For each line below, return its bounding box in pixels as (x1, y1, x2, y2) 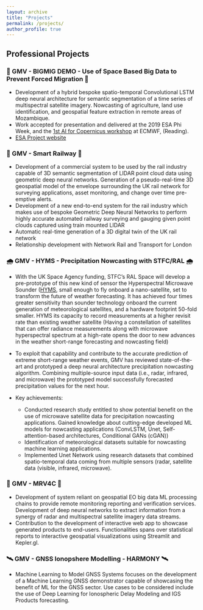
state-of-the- (159, 356, 193, 364)
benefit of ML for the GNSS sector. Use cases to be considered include (15, 584, 194, 591)
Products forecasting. (15, 597, 70, 604)
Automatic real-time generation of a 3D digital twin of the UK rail (15, 228, 177, 235)
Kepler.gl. (15, 538, 40, 546)
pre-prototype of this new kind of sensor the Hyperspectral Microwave (15, 279, 193, 287)
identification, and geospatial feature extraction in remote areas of (15, 108, 182, 115)
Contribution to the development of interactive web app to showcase (15, 519, 188, 526)
